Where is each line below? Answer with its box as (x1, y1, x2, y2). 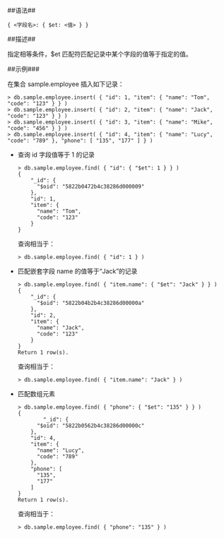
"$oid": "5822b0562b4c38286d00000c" (36, 422, 145, 429)
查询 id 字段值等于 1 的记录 (17, 150, 95, 159)
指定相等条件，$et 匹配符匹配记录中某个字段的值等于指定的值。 (7, 50, 192, 58)
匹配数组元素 (17, 390, 55, 397)
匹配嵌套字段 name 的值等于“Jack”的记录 (17, 267, 138, 275)
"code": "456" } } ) (7, 125, 69, 132)
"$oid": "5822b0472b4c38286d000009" (36, 183, 145, 190)
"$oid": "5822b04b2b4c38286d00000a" (36, 299, 145, 306)
